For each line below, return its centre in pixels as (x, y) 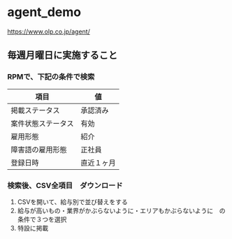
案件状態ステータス (43, 123)
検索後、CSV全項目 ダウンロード (65, 185)
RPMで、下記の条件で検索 (51, 77)
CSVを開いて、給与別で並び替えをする (72, 202)
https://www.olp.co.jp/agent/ (49, 31)
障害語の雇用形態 (39, 150)
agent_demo (44, 12)
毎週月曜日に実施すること (62, 56)
